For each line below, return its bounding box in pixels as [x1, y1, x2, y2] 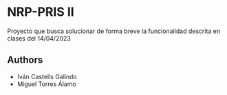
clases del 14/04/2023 [7, 34, 71, 42]
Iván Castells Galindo [17, 72, 78, 81]
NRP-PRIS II [7, 4, 74, 20]
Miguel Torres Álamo [17, 80, 77, 88]
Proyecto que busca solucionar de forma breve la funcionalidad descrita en [7, 27, 221, 35]
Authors [7, 54, 43, 66]
